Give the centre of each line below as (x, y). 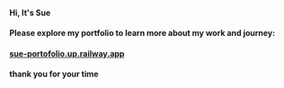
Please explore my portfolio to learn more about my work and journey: (142, 33)
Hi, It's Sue (30, 13)
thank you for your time (54, 74)
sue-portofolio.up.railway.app (67, 53)
